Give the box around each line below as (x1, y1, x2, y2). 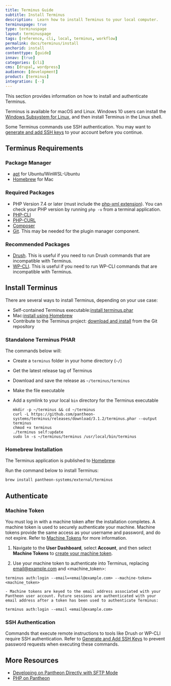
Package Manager (5, 159, 52, 166)
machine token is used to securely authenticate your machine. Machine (5, 524, 156, 530)
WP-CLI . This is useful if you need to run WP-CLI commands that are (12, 263, 157, 269)
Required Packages (5, 189, 55, 196)
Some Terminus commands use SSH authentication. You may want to (5, 123, 151, 130)
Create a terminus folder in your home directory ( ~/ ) (12, 358, 123, 364)
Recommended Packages (5, 241, 70, 248)
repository (12, 323, 35, 329)
